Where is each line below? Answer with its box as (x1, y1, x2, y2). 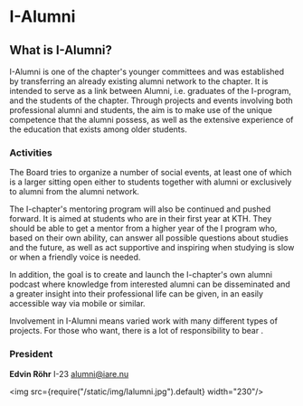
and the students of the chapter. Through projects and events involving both (9, 95, 294, 106)
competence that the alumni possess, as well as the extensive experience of (9, 115, 294, 125)
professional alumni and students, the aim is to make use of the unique (9, 105, 273, 115)
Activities (9, 146, 52, 159)
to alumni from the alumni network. (9, 186, 140, 197)
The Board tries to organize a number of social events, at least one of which (9, 167, 292, 178)
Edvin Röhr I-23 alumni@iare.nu (9, 368, 129, 379)
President (9, 348, 53, 361)
